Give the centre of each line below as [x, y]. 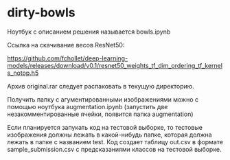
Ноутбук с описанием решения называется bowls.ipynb [89, 32]
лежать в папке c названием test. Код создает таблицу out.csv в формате [115, 141]
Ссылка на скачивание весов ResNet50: [66, 45]
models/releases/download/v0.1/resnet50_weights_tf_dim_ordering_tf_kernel [115, 65]
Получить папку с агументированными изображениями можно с [103, 99]
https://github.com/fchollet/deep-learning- [68, 58]
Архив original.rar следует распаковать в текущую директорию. [101, 86]
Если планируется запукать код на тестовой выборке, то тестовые [105, 127]
